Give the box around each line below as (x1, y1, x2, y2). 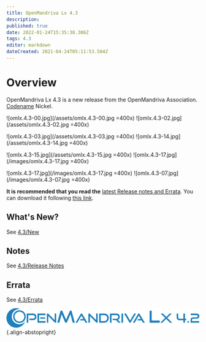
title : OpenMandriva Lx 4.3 (6, 10, 78, 16)
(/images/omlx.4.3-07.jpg (6, 176, 71, 183)
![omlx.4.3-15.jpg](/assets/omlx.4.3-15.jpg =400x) (6, 151, 132, 158)
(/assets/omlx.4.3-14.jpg (6, 139, 68, 146)
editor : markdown (6, 42, 51, 48)
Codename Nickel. (6, 102, 53, 110)
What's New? (6, 212, 59, 223)
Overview (6, 76, 57, 90)
